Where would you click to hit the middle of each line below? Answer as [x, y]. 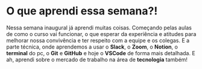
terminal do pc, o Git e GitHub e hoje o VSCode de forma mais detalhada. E [101, 53]
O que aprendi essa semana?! [82, 11]
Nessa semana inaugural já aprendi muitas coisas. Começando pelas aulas [99, 28]
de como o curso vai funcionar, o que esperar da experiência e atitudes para [101, 34]
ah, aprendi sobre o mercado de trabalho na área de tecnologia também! [97, 59]
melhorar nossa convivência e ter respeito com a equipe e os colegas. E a [98, 40]
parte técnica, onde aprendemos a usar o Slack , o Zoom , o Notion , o [92, 47]
